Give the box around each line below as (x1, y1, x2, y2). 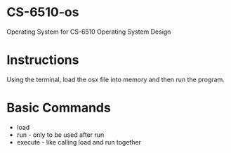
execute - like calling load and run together (16, 138, 142, 146)
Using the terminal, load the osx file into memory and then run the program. (6, 75, 225, 84)
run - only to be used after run (16, 131, 105, 139)
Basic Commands (6, 100, 112, 116)
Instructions (6, 52, 79, 68)
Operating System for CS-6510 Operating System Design (6, 27, 171, 36)
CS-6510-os (6, 4, 79, 20)
